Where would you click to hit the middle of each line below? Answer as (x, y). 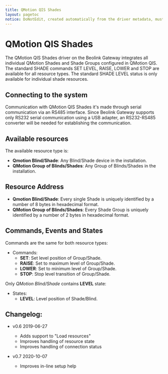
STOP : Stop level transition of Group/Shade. (65, 274)
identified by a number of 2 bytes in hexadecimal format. (71, 215)
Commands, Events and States (54, 231)
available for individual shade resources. (47, 79)
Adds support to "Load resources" (55, 336)
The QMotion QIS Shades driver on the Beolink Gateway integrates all (77, 58)
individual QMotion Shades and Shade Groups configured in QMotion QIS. (81, 63)
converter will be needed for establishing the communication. (68, 123)
